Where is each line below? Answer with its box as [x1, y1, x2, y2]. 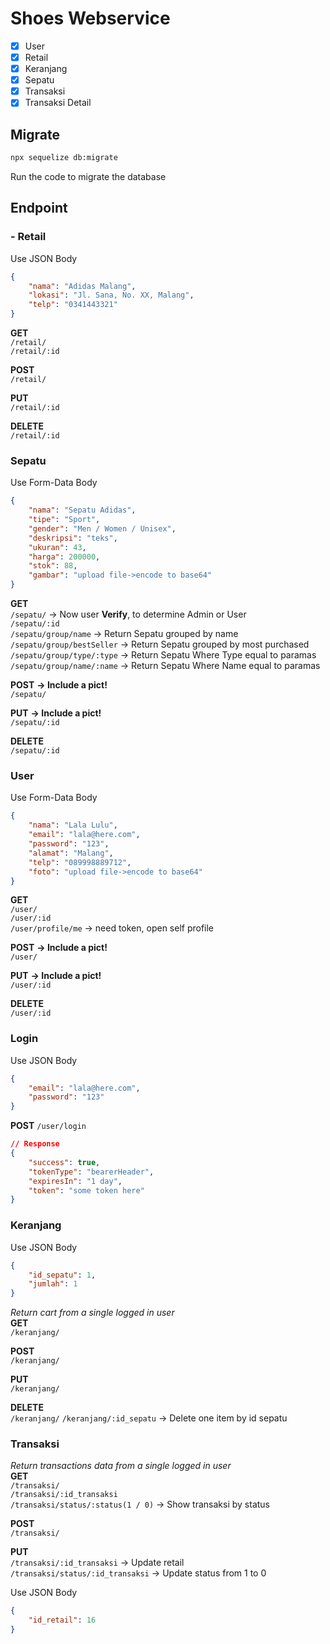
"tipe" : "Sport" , [28, 515, 101, 525]
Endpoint [10, 200, 68, 217]
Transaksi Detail [24, 97, 92, 109]
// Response [10, 1139, 60, 1149]
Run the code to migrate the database [10, 171, 167, 182]
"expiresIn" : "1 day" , [28, 1176, 123, 1186]
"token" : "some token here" [28, 1185, 145, 1196]
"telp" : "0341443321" [28, 300, 118, 310]
